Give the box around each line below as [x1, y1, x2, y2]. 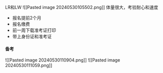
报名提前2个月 [12, 15, 42, 21]
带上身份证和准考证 [12, 34, 52, 39]
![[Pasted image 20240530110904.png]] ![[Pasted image [5, 57, 120, 63]
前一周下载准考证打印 [12, 27, 56, 33]
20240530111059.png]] [5, 63, 53, 69]
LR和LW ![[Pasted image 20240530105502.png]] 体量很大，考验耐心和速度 [5, 4, 159, 10]
